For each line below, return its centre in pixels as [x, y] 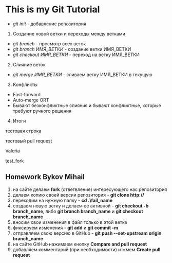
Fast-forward [27, 94]
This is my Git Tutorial [53, 10]
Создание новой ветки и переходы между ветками [69, 33]
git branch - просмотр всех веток [49, 43]
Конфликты [25, 84]
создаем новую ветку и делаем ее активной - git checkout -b [81, 206]
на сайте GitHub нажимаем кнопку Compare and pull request [80, 244]
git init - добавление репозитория [49, 24]
